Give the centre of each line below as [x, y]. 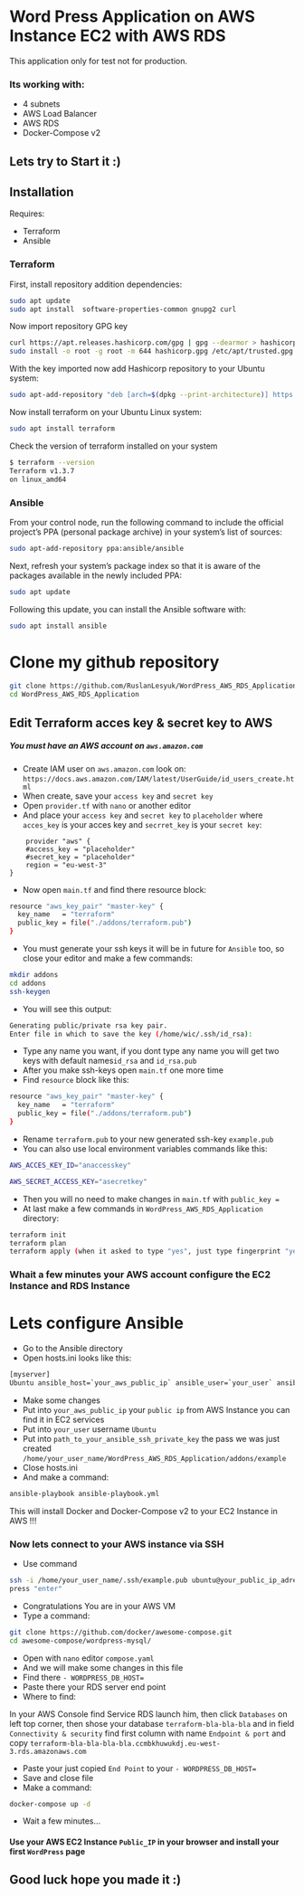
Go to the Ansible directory [73, 1349]
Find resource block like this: [76, 1080]
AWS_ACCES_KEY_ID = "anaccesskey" [70, 1165]
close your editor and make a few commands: [107, 958]
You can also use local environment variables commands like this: [145, 1148]
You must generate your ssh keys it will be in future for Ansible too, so [153, 949]
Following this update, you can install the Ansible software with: [128, 609]
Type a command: [56, 1616]
